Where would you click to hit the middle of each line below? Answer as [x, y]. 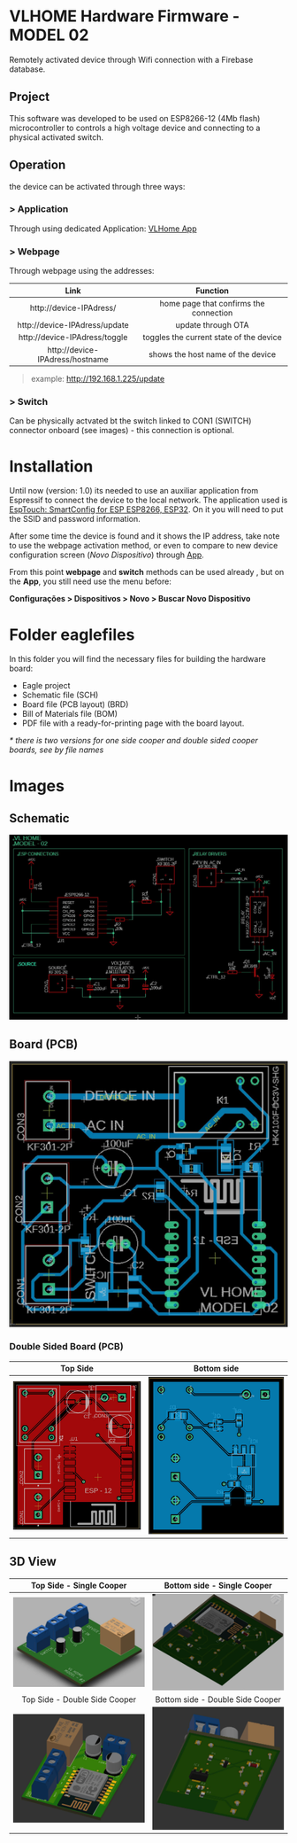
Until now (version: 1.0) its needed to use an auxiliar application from [134, 491]
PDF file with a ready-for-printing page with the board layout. [133, 723]
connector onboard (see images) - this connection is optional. [122, 431]
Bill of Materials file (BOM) [69, 714]
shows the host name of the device [213, 354]
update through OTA [212, 325]
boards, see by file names [57, 750]
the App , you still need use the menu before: [91, 581]
